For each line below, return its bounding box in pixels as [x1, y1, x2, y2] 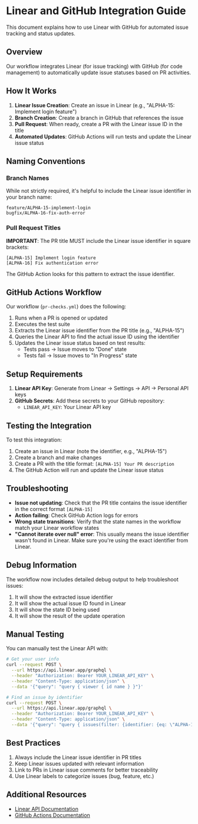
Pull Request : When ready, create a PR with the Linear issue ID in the [14, 120, 183, 127]
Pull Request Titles [6, 224, 61, 232]
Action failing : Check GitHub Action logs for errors [14, 512, 138, 519]
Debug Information [6, 560, 77, 570]
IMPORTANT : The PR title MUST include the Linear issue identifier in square [6, 237, 191, 244]
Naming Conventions [6, 156, 85, 166]
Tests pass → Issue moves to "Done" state [23, 346, 127, 353]
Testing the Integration [6, 420, 92, 431]
